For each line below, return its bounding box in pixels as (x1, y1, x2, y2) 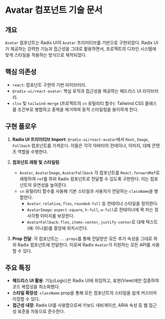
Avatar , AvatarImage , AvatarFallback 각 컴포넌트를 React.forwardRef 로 (19, 170, 160, 176)
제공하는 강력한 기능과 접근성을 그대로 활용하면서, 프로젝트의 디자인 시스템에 (10, 46, 157, 52)
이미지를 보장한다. (40, 213, 75, 218)
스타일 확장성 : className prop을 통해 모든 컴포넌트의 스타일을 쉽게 (12, 290, 140, 296)
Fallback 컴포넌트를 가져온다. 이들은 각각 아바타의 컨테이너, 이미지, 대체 (12, 142, 151, 148)
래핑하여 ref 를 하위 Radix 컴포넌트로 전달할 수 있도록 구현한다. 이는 (19, 176, 149, 181)
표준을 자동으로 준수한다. (17, 309, 66, 315)
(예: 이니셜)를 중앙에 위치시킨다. (27, 225, 88, 231)
